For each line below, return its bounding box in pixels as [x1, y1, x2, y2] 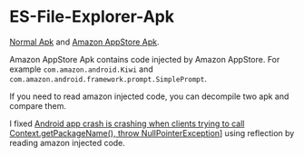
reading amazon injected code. [9, 137, 125, 148]
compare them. [9, 100, 66, 111]
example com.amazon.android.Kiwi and [9, 64, 153, 74]
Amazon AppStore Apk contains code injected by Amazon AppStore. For [9, 54, 280, 64]
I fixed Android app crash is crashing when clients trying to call [9, 118, 245, 129]
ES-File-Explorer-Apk [9, 6, 175, 27]
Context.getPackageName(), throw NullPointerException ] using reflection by [9, 127, 295, 138]
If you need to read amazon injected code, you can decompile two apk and [9, 91, 289, 102]
